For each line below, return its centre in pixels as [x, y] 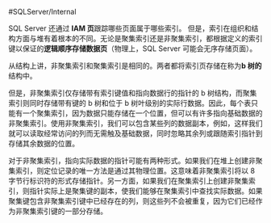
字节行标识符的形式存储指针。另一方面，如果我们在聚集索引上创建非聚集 [128, 181]
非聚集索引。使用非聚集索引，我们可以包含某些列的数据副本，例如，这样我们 [135, 123]
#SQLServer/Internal [42, 12]
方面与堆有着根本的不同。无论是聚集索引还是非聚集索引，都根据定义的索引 [139, 38]
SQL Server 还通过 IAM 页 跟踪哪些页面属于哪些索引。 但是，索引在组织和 [130, 28]
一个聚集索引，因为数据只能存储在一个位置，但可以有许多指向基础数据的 [142, 113]
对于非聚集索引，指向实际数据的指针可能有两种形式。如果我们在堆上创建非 [132, 160]
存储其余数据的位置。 [44, 143]
